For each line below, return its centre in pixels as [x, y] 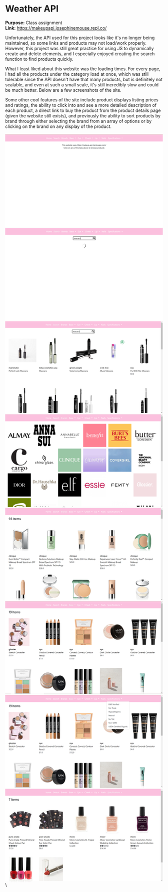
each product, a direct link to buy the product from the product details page [83, 110]
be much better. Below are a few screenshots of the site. [63, 90]
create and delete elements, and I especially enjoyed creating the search [80, 54]
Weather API [32, 9]
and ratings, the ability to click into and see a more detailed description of [81, 105]
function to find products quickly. [39, 59]
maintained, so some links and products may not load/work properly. [76, 43]
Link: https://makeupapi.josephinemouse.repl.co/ [56, 28]
